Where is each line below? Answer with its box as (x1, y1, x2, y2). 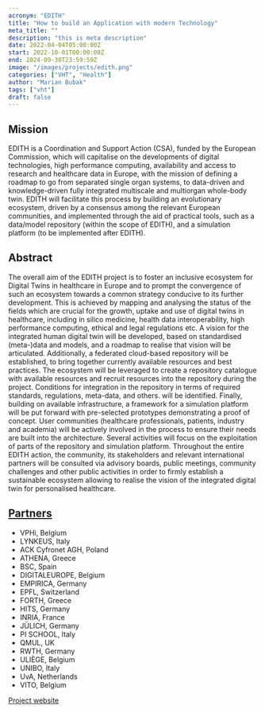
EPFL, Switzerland (19, 586, 79, 597)
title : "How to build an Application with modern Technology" (8, 19, 218, 27)
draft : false (8, 93, 52, 101)
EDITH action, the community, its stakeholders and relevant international (8, 450, 244, 459)
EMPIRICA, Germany (19, 579, 87, 588)
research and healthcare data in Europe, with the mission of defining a (8, 169, 238, 179)
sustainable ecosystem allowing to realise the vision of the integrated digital (8, 475, 256, 485)
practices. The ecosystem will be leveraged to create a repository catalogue (8, 365, 257, 375)
